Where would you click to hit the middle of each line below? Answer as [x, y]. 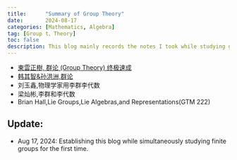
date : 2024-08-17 [42, 20]
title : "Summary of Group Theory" [66, 14]
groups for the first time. [53, 148]
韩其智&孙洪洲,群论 [45, 76]
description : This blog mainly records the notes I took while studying [116, 47]
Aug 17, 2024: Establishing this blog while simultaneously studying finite [122, 141]
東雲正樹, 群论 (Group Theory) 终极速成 [74, 67]
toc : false [23, 40]
